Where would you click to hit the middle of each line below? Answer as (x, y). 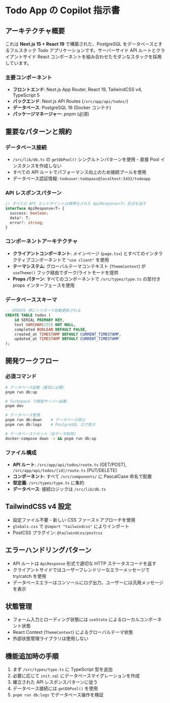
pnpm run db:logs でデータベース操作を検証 (58, 695)
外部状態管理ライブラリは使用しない (50, 638)
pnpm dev (14, 406)
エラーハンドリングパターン (48, 550)
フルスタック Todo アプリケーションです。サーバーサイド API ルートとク (85, 50)
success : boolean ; (29, 213)
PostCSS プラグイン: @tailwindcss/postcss (58, 533)
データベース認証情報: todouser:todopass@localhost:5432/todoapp (81, 178)
